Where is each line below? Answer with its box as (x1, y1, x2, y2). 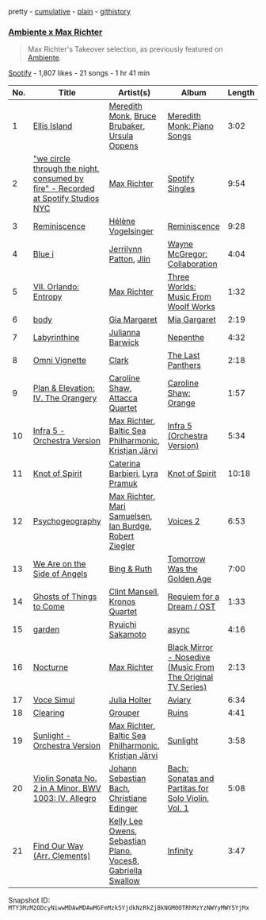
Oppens (108, 141, 139, 152)
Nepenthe (167, 332, 204, 343)
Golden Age (167, 574, 212, 585)
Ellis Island (32, 121, 73, 132)
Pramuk (108, 478, 138, 489)
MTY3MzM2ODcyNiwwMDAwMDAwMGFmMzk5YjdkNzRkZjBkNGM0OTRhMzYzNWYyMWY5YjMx (8, 904, 249, 912)
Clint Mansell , (108, 586, 160, 597)
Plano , (108, 845, 132, 856)
